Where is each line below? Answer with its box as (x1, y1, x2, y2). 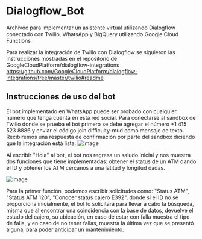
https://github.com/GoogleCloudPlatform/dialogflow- (6, 67, 138, 75)
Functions (6, 37, 31, 44)
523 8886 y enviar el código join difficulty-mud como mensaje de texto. (6, 126, 185, 134)
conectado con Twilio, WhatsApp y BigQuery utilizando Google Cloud (6, 30, 179, 37)
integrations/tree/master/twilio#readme (6, 74, 104, 81)
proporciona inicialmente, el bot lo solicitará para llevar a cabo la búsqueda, (6, 200, 194, 207)
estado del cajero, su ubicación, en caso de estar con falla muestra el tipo (6, 213, 190, 220)
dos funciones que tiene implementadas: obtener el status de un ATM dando (6, 158, 197, 165)
